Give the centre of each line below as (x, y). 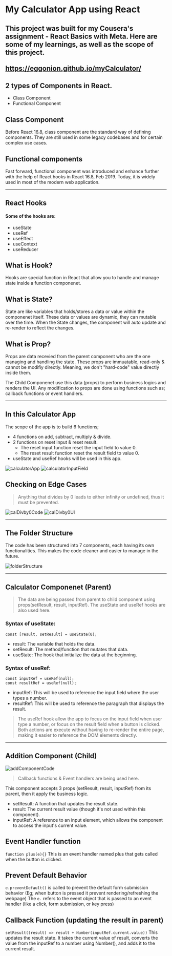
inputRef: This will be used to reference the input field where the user (86, 692)
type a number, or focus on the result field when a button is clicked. (89, 724)
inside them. (18, 373)
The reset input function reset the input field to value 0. (79, 447)
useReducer (25, 249)
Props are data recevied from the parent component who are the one (78, 357)
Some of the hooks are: (30, 216)
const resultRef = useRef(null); (41, 683)
